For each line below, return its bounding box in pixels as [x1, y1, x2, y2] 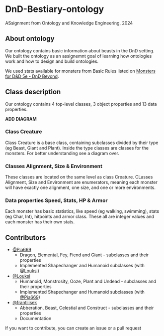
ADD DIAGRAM [5, 116, 37, 122]
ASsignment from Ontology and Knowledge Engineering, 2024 [5, 20, 133, 26]
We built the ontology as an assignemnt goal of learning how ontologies [5, 53, 152, 59]
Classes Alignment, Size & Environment [5, 163, 103, 169]
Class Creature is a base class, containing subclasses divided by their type [5, 140, 159, 146]
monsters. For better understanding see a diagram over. [5, 150, 119, 156]
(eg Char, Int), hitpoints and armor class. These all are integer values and [5, 213, 154, 220]
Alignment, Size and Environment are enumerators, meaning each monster [5, 179, 158, 185]
